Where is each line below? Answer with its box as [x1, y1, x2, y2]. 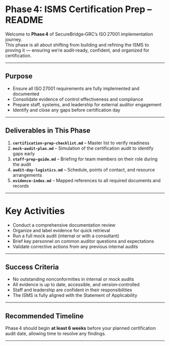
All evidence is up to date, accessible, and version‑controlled [12, 282, 140, 288]
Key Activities [5, 205, 65, 217]
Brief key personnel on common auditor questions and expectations [12, 238, 154, 244]
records [12, 183, 29, 189]
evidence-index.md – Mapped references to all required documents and [12, 177, 161, 183]
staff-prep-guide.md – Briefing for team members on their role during [12, 156, 158, 162]
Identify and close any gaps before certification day [12, 107, 120, 113]
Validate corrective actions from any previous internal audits [12, 243, 138, 249]
